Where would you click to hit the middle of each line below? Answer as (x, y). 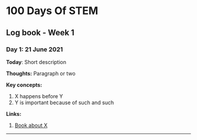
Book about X (31, 125)
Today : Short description (36, 62)
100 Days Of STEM (52, 11)
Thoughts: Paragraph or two (41, 73)
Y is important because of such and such (64, 102)
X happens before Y (39, 96)
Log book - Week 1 (40, 33)
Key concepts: (24, 85)
